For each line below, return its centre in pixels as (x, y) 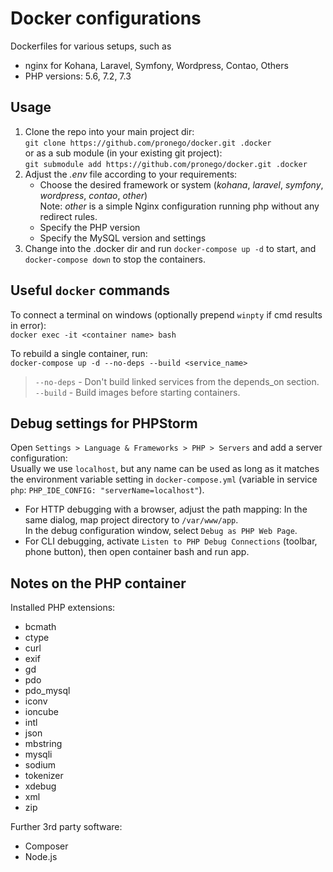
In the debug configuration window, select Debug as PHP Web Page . (161, 531)
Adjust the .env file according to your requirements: (131, 174)
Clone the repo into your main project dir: (109, 131)
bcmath (40, 627)
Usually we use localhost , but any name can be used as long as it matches (165, 469)
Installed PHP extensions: (63, 608)
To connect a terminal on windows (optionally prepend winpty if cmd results (166, 314)
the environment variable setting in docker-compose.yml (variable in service (164, 479)
